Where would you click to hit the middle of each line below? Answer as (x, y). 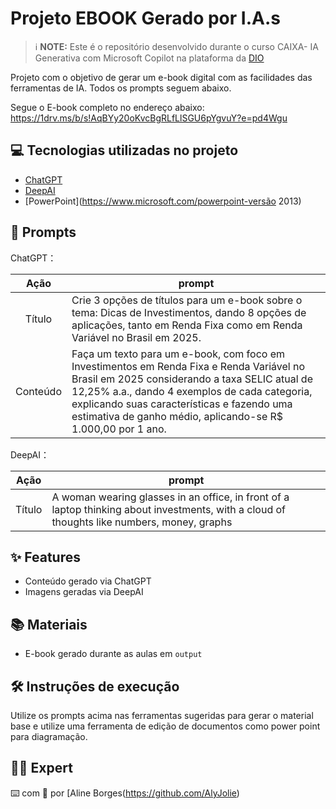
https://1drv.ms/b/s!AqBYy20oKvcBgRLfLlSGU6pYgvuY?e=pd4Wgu (149, 118)
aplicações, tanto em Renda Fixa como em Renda (187, 325)
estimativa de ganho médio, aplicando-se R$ (177, 416)
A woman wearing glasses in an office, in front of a (170, 497)
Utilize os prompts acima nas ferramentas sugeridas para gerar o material (162, 715)
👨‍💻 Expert (41, 768)
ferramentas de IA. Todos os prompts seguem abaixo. (121, 88)
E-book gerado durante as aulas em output (113, 654)
